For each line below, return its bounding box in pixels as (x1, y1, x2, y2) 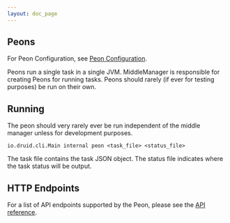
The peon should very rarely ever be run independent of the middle (7, 121, 201, 130)
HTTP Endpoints (7, 182, 80, 194)
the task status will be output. (7, 162, 92, 171)
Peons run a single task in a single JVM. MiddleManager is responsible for (7, 68, 220, 77)
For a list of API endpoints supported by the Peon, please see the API (7, 201, 206, 209)
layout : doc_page (7, 10, 58, 17)
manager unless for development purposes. (7, 129, 133, 137)
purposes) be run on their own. (7, 83, 96, 91)
